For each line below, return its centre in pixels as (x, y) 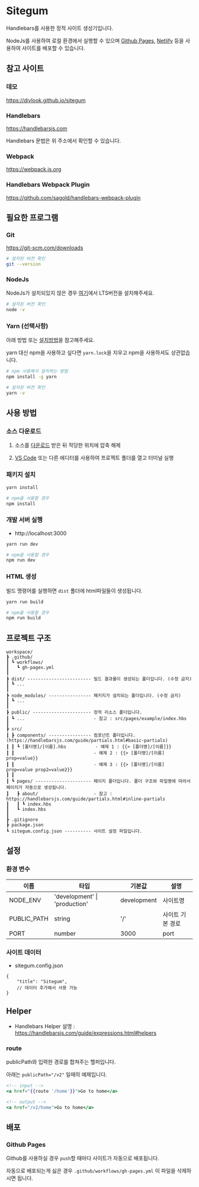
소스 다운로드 (24, 431)
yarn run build (25, 602)
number (65, 933)
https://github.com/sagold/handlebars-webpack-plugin (73, 197)
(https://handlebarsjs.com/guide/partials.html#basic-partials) (87, 741)
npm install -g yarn (32, 377)
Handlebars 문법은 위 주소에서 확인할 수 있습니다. (64, 140)
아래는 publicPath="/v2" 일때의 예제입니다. (57, 1074)
